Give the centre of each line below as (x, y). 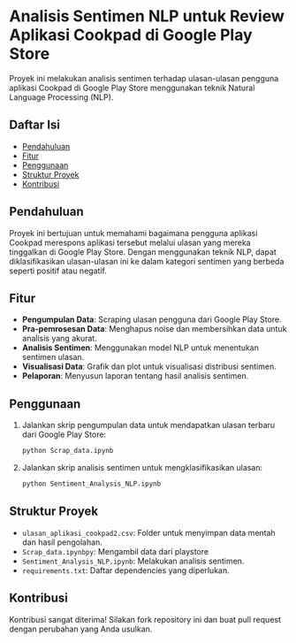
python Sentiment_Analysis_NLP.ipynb (91, 484)
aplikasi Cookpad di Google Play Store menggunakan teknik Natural (132, 88)
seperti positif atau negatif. (58, 271)
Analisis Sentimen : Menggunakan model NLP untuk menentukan (140, 348)
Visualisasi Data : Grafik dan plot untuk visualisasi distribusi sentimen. (149, 367)
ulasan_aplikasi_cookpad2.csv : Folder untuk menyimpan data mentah (148, 532)
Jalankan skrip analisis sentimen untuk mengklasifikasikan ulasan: (142, 468)
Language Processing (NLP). (61, 97)
